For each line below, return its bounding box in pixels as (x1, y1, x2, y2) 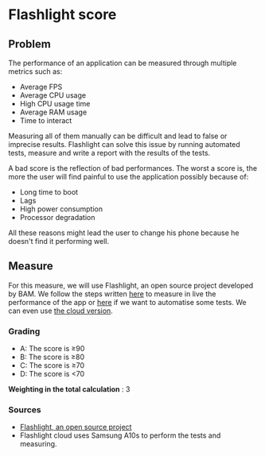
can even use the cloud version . (8, 306, 113, 315)
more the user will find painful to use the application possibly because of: (8, 172, 249, 181)
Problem (8, 37, 52, 51)
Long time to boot (19, 187, 78, 196)
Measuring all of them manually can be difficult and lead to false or (8, 131, 228, 141)
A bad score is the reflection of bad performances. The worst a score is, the (8, 164, 257, 172)
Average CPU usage (19, 91, 86, 100)
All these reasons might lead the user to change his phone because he (8, 228, 240, 238)
